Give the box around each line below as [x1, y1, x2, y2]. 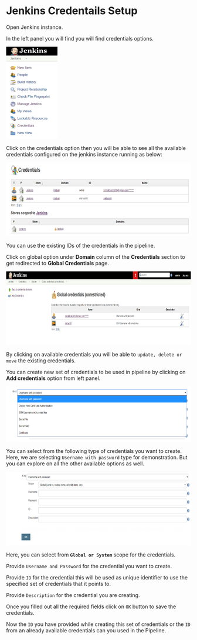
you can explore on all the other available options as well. [6, 460, 145, 467]
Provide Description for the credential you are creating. [6, 591, 140, 598]
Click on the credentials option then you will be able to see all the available [6, 144, 186, 151]
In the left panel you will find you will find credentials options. [6, 35, 154, 42]
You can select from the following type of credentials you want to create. [6, 447, 182, 454]
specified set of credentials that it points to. [6, 580, 111, 587]
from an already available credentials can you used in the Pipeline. [6, 626, 167, 634]
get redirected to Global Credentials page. [6, 259, 110, 266]
